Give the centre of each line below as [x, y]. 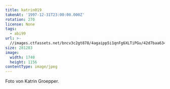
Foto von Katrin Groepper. [32, 81]
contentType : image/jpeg [31, 67]
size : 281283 [19, 48]
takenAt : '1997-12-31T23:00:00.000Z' [45, 15]
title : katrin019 [24, 10]
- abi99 [18, 34]
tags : [11, 29]
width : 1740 [23, 57]
